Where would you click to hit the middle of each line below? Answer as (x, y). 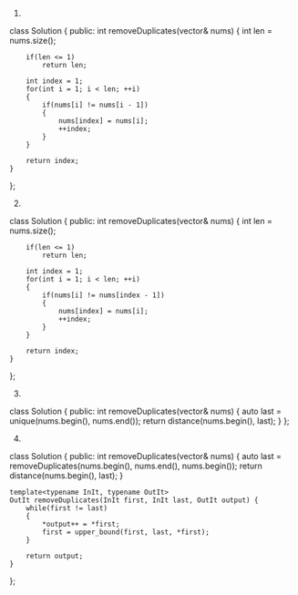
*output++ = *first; (81, 524)
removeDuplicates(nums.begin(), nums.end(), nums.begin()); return (136, 466)
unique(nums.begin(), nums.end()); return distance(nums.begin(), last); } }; (149, 421)
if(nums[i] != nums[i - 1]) (95, 105)
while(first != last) (67, 508)
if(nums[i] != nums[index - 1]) (104, 295)
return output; (55, 556)
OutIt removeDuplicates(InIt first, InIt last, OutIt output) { (134, 500)
